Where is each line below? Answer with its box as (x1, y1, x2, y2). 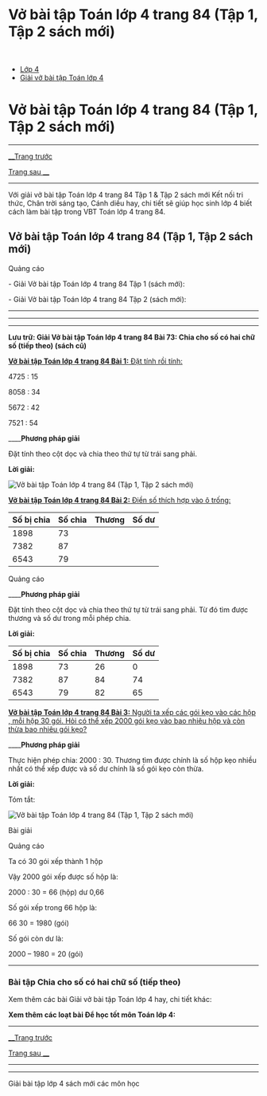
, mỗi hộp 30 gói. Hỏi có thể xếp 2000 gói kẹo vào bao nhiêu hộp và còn (8, 716, 246, 725)
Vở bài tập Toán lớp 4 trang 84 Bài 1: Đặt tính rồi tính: (8, 356, 183, 366)
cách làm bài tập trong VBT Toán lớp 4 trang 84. (8, 206, 165, 216)
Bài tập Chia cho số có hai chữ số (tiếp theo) (8, 976, 181, 988)
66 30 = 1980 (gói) (8, 918, 70, 928)
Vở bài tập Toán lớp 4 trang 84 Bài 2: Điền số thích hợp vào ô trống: (8, 495, 231, 505)
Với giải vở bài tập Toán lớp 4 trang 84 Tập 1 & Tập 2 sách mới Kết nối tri (8, 190, 244, 199)
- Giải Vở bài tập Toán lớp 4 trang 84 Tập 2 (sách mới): (8, 294, 187, 304)
